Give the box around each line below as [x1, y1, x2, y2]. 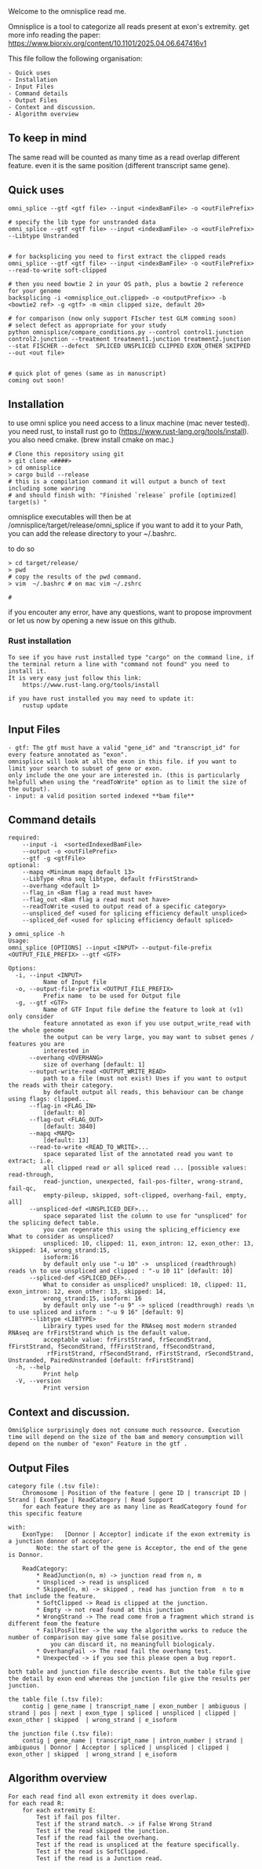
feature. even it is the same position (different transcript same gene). [8, 160, 230, 170]
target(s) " [8, 498, 47, 506]
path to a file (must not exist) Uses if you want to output [42, 1074, 247, 1083]
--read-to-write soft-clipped [8, 266, 107, 274]
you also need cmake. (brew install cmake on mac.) [8, 435, 174, 445]
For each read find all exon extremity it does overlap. [8, 1792, 198, 1801]
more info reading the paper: [8, 31, 101, 39]
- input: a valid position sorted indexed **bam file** [8, 791, 195, 800]
